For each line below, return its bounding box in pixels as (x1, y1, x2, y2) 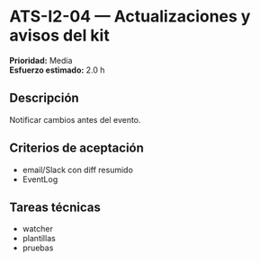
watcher (22, 223, 54, 234)
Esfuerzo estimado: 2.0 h (9, 65, 105, 75)
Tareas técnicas (9, 199, 101, 214)
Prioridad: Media (9, 55, 73, 65)
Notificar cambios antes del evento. (9, 114, 141, 125)
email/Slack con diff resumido (22, 164, 133, 175)
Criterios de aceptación (9, 141, 144, 156)
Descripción (9, 91, 79, 106)
